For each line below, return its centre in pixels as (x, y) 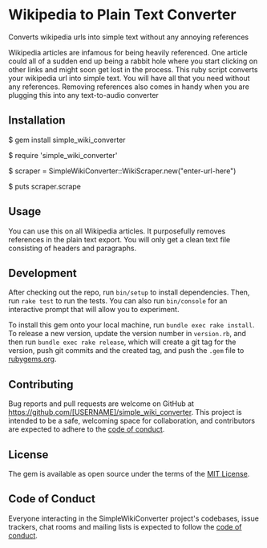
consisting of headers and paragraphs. (73, 248)
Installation (37, 121)
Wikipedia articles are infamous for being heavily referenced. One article (128, 52)
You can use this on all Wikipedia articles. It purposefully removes (117, 231)
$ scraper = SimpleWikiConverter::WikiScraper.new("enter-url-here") (122, 171)
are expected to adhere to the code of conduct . (87, 429)
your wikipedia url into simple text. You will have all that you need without (129, 78)
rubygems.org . (32, 359)
